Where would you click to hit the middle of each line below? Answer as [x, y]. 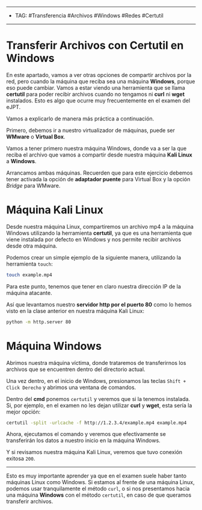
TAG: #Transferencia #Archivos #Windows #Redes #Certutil [89, 15]
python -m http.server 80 [38, 322]
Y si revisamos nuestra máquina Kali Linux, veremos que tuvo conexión [94, 452]
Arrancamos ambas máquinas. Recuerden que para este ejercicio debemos [99, 173]
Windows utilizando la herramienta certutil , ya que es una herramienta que [99, 233]
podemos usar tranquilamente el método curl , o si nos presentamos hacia [98, 489]
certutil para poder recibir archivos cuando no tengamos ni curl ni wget [96, 94]
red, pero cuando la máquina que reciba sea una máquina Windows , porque [101, 81]
